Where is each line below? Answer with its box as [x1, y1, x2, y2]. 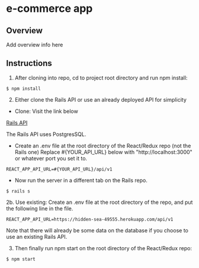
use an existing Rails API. [6, 233, 68, 240]
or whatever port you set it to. [14, 155, 88, 162]
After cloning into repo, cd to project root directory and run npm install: [14, 74, 188, 81]
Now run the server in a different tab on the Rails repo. [14, 176, 148, 184]
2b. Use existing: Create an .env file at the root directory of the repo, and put [6, 198, 193, 206]
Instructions [6, 58, 52, 68]
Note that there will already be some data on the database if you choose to [6, 226, 188, 234]
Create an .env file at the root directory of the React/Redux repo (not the [14, 142, 191, 149]
